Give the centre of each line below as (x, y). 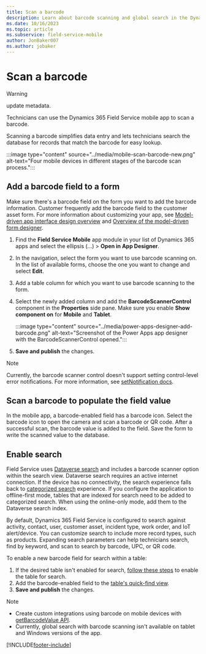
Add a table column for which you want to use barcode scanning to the (105, 282)
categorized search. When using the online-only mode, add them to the (97, 502)
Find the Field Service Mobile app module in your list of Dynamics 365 (105, 239)
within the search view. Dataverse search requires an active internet (92, 476)
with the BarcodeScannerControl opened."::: (71, 339)
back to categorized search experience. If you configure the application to (100, 489)
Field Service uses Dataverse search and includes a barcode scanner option (103, 469)
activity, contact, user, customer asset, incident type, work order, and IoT (99, 527)
